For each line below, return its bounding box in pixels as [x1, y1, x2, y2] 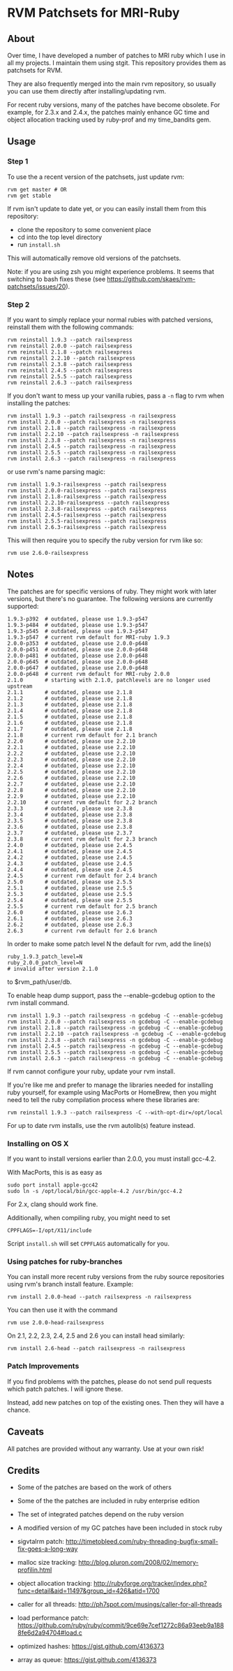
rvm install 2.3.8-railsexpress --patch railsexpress [7, 505, 167, 512]
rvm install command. [7, 998, 70, 1007]
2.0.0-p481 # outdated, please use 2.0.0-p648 [7, 652, 149, 659]
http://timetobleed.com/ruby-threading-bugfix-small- [66, 1538, 218, 1546]
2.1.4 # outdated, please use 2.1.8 [7, 707, 133, 714]
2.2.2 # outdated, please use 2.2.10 [7, 750, 136, 757]
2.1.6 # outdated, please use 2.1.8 [7, 719, 133, 726]
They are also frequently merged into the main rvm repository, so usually [7, 80, 216, 88]
